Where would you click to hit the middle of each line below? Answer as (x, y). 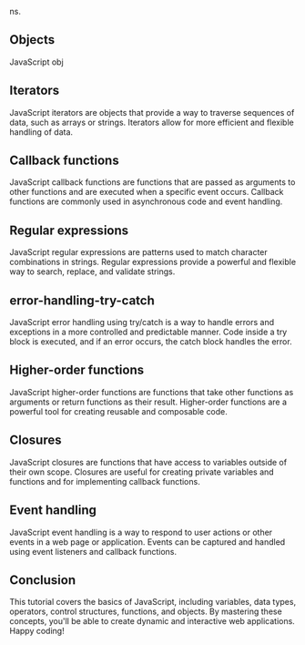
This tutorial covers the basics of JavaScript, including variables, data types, (153, 602)
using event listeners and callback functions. (93, 551)
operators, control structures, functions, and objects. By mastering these (146, 611)
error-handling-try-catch (82, 300)
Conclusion (43, 580)
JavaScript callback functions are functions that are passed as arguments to (152, 182)
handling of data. (41, 132)
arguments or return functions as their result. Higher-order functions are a (148, 402)
